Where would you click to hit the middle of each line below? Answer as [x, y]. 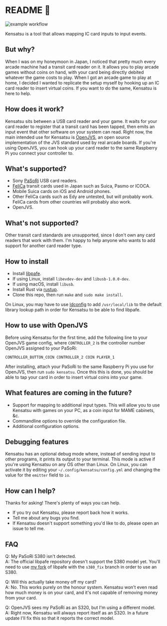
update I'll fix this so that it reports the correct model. [60, 618]
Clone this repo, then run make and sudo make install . [68, 295]
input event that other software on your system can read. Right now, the [79, 131]
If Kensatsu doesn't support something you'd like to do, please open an [86, 523]
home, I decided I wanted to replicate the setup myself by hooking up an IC [82, 82]
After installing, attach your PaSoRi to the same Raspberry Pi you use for [80, 366]
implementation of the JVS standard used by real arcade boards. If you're [81, 142]
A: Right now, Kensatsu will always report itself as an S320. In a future [77, 613]
